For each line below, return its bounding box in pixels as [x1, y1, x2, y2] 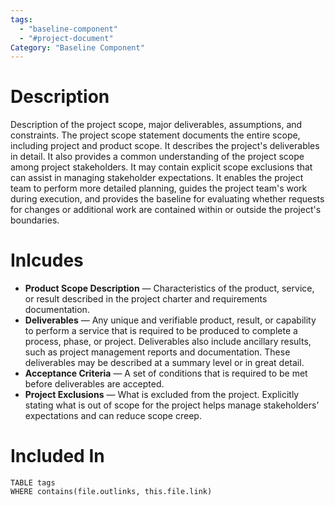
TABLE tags [10, 478, 56, 488]
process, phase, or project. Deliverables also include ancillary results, [24, 336, 312, 348]
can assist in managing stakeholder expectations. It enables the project [10, 172, 304, 184]
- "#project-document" [19, 33, 114, 43]
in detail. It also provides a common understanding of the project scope [10, 151, 305, 163]
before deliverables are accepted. [24, 378, 165, 390]
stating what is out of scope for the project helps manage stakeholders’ [24, 399, 320, 411]
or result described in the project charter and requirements [24, 293, 268, 305]
